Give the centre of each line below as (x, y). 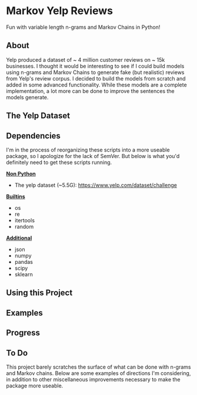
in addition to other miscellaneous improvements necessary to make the (93, 379)
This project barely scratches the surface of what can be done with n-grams (98, 367)
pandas (24, 262)
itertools (25, 220)
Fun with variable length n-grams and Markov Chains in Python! (83, 27)
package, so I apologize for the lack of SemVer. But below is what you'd (93, 156)
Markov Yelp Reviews (60, 11)
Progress (23, 333)
